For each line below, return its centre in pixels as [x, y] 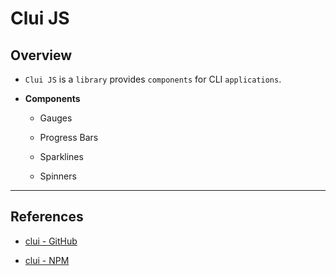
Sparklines [61, 156]
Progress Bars [69, 137]
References [47, 217]
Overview [41, 55]
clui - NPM [47, 260]
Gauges [56, 118]
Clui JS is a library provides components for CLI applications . [153, 79]
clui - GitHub [51, 241]
